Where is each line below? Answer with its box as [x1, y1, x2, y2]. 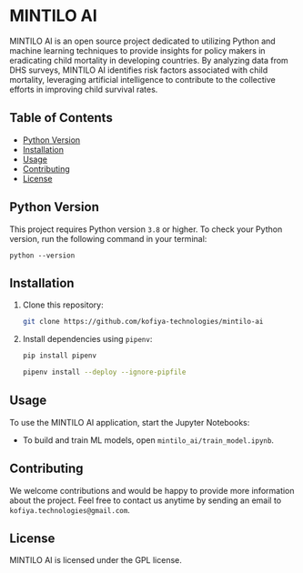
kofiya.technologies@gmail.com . [9, 504, 130, 515]
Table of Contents [9, 110, 114, 126]
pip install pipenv [22, 351, 97, 360]
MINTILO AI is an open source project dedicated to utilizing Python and [9, 35, 276, 46]
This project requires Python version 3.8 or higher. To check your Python [9, 224, 283, 235]
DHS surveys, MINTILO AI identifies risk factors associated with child [9, 65, 268, 75]
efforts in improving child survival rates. [9, 84, 158, 95]
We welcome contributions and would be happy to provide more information [9, 485, 295, 496]
